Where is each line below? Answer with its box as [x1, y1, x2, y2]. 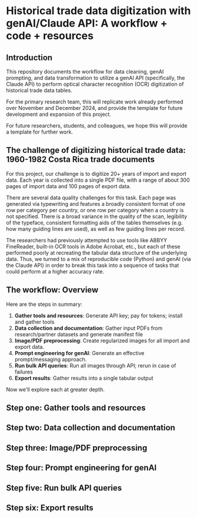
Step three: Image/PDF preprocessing [6, 443, 148, 453]
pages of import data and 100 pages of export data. [6, 182, 131, 189]
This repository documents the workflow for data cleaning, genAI [6, 68, 164, 75]
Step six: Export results [6, 503, 94, 513]
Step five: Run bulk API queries [6, 483, 122, 493]
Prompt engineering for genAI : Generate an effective [14, 349, 145, 356]
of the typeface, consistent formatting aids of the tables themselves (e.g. [6, 219, 183, 226]
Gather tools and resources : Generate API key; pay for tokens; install [14, 312, 183, 319]
